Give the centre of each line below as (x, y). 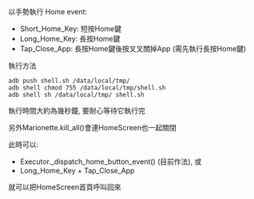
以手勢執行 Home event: (48, 12)
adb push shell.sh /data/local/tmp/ (69, 81)
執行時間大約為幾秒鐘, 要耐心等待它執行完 (77, 111)
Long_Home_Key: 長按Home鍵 (70, 39)
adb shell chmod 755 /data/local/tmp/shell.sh (87, 88)
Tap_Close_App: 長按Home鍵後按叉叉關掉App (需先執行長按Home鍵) (133, 49)
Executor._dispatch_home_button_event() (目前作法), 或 (111, 161)
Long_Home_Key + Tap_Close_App (77, 171)
